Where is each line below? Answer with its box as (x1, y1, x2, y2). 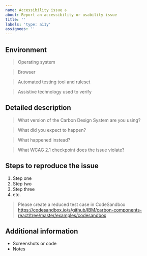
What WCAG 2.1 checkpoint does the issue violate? (17, 147, 125, 153)
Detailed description (5, 103, 71, 112)
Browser (17, 68, 36, 75)
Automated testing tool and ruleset (17, 79, 91, 85)
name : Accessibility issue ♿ (5, 7, 67, 13)
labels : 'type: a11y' (5, 21, 51, 27)
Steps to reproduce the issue (5, 161, 99, 170)
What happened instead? (17, 136, 71, 143)
